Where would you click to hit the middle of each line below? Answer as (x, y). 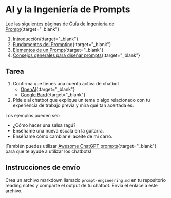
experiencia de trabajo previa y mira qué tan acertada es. (73, 105)
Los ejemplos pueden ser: (33, 115)
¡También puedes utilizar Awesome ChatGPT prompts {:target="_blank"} (81, 146)
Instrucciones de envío (43, 168)
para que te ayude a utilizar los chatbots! (48, 151)
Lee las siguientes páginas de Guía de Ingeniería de (60, 24)
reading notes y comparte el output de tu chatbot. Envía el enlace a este (82, 185)
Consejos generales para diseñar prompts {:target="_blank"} (76, 55)
